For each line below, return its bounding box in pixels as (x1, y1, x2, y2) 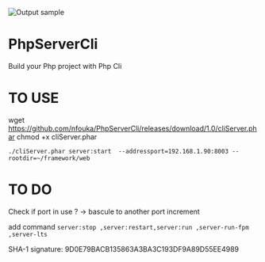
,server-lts (8, 230, 48, 238)
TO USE (8, 89, 60, 107)
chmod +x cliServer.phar (17, 131, 98, 142)
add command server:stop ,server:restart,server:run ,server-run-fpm (8, 222, 250, 231)
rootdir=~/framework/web (8, 154, 90, 162)
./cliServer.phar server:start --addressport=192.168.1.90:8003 (8, 147, 229, 155)
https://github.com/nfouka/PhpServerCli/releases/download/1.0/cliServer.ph (8, 123, 258, 133)
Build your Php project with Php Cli (8, 61, 122, 70)
